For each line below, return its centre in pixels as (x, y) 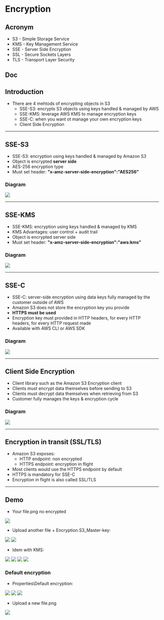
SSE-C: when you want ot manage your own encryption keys (81, 119)
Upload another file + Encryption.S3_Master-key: (61, 530)
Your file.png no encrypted (39, 512)
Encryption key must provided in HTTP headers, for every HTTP (76, 318)
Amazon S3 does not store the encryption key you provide (71, 308)
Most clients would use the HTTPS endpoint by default (67, 470)
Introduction (24, 92)
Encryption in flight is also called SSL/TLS (54, 480)
